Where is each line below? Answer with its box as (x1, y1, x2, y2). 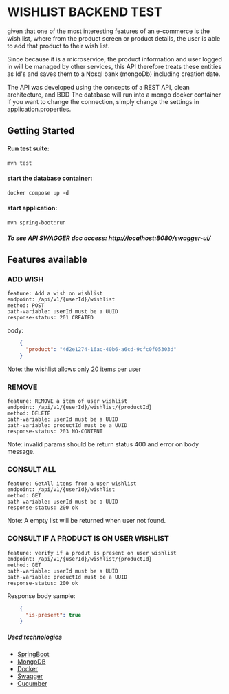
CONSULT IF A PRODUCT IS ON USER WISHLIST (7, 534, 170, 544)
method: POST (7, 302, 45, 309)
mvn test (7, 159, 32, 166)
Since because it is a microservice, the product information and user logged (7, 54, 222, 63)
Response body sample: (7, 591, 76, 600)
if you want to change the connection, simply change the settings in (7, 97, 199, 106)
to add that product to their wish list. (7, 41, 110, 50)
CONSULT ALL (7, 465, 56, 475)
